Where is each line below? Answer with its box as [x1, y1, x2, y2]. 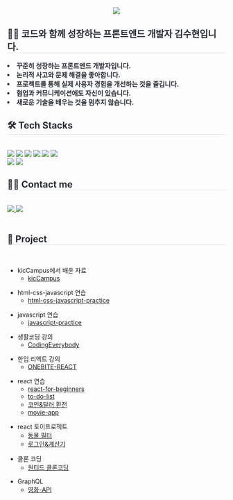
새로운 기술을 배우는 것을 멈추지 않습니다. [16, 97, 135, 107]
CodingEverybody [27, 340, 80, 349]
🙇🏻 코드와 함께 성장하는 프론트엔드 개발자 [7, 28, 173, 40]
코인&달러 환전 [27, 401, 67, 409]
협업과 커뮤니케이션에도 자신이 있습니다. [16, 88, 132, 98]
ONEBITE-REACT [27, 362, 77, 371]
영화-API [27, 485, 52, 494]
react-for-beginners [27, 385, 85, 393]
